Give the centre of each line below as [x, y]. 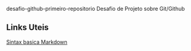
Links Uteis [28, 27]
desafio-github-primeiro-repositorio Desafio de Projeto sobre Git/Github [95, 9]
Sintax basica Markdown [37, 42]
